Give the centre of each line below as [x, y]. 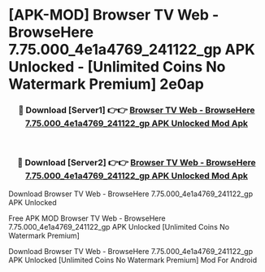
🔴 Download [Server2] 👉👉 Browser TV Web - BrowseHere [137, 163]
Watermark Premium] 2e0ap [106, 84]
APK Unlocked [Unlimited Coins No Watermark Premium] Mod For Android [133, 260]
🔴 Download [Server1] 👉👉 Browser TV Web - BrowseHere [137, 110]
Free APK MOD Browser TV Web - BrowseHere [87, 218]
